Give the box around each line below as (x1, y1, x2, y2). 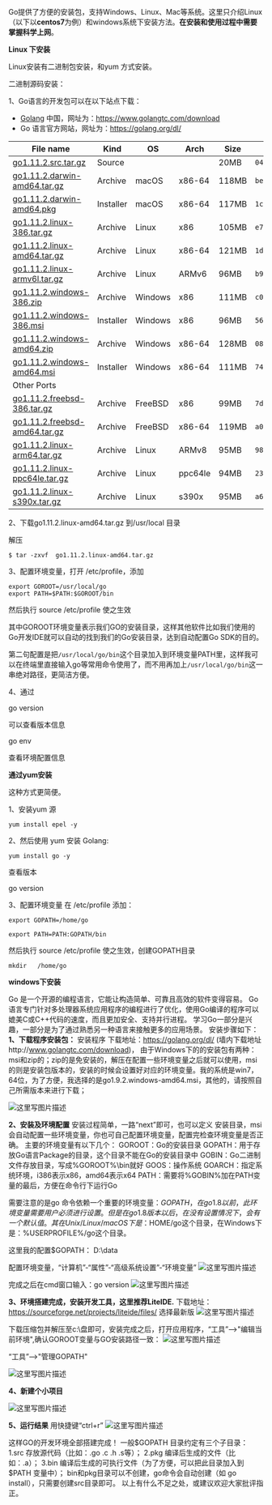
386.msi (12, 320, 45, 330)
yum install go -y (8, 852, 70, 860)
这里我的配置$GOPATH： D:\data (8, 1246, 119, 1255)
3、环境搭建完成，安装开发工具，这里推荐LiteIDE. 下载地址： (8, 1297, 212, 1307)
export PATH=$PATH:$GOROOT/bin (8, 590, 114, 598)
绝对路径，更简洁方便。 (15, 670, 94, 679)
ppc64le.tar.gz (12, 473, 69, 484)
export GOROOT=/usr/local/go (8, 582, 107, 590)
